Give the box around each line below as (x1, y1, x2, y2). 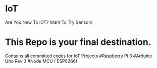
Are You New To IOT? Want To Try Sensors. (5, 19, 94, 25)
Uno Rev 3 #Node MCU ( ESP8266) (5, 58, 78, 64)
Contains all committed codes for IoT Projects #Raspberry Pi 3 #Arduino (5, 53, 153, 59)
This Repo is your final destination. (5, 36, 152, 48)
